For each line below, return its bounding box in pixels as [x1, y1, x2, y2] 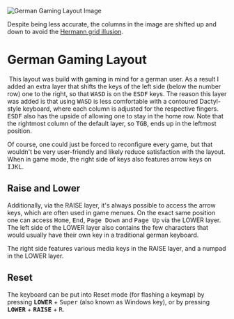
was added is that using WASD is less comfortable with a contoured [7, 97, 198, 105]
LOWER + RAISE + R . [7, 305, 65, 313]
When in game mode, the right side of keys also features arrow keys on [7, 155, 212, 163]
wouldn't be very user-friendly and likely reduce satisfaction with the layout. [7, 147, 226, 156]
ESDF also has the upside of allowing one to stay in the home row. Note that [7, 111, 224, 120]
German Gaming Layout [7, 52, 148, 68]
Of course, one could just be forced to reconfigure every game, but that [7, 140, 213, 148]
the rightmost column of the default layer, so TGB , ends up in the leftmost [7, 119, 217, 127]
